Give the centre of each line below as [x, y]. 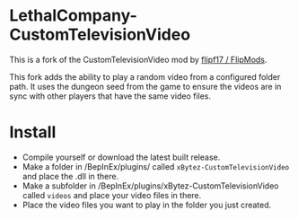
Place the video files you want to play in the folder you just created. [147, 205]
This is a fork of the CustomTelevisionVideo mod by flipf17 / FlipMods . [138, 59]
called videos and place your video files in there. [112, 195]
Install [33, 132]
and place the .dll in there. [70, 176]
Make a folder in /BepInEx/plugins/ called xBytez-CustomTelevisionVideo [156, 166]
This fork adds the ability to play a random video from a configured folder [145, 76]
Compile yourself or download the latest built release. [121, 157]
